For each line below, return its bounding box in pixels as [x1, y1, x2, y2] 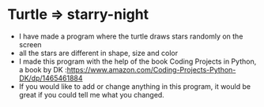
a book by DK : [18, 65, 68, 74]
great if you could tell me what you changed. [18, 90, 165, 99]
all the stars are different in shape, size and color [18, 48, 179, 57]
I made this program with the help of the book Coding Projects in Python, [18, 57, 257, 66]
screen [18, 39, 42, 49]
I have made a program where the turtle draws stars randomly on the [18, 31, 243, 41]
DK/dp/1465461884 [18, 73, 84, 83]
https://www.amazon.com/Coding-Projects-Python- [66, 65, 236, 74]
